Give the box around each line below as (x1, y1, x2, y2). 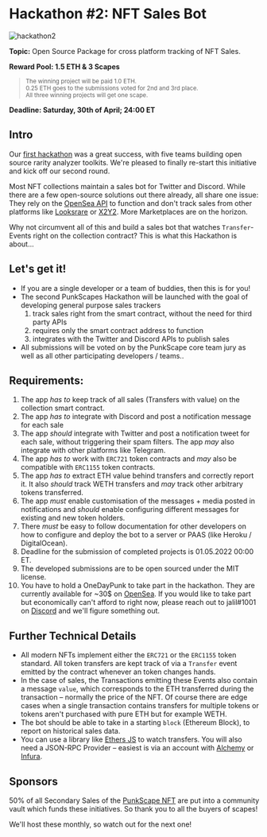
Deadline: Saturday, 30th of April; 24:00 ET (9, 105, 156, 114)
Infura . (20, 752, 43, 761)
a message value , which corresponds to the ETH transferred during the (20, 684, 254, 694)
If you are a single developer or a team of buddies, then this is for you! (20, 283, 251, 293)
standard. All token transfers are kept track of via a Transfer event (20, 659, 238, 668)
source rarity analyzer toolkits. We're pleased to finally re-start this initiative (9, 157, 257, 167)
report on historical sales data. (20, 727, 121, 736)
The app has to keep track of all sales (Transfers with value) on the (20, 395, 241, 405)
